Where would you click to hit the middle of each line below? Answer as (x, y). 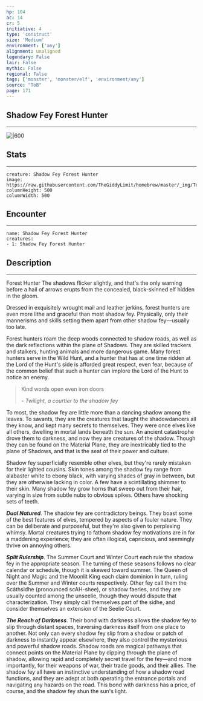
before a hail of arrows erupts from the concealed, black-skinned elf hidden (101, 290)
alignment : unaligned (34, 51)
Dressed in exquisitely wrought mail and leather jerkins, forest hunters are (98, 308)
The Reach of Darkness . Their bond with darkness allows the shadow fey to (101, 620)
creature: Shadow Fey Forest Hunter (52, 174)
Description (29, 263)
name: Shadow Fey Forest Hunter (47, 234)
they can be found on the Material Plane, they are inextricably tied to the (96, 445)
